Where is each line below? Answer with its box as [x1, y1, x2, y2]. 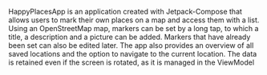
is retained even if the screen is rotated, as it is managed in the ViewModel [8, 57, 255, 67]
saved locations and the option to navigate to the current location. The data [8, 49, 257, 58]
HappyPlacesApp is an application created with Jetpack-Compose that [8, 7, 243, 16]
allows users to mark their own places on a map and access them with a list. [8, 15, 260, 25]
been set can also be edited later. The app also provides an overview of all [8, 41, 254, 50]
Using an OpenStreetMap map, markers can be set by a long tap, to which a [8, 24, 259, 33]
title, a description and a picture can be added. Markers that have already [8, 32, 251, 41]
